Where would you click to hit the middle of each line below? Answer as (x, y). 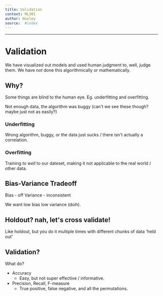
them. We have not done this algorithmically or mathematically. (68, 70)
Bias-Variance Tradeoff (41, 183)
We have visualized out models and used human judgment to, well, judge (78, 65)
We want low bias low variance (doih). (43, 205)
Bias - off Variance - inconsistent (38, 195)
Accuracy (22, 273)
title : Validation (24, 9)
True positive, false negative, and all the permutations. (73, 289)
